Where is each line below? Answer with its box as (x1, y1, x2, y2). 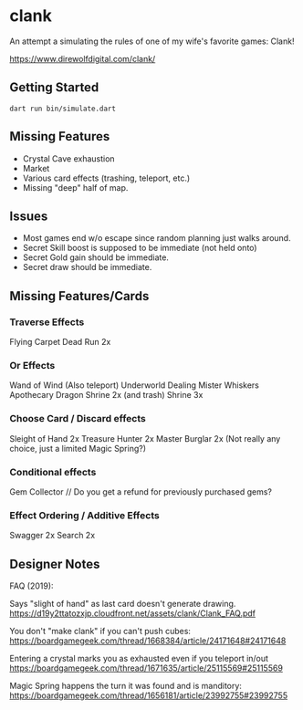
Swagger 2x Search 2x (9, 530, 96, 541)
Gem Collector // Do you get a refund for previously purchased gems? (9, 486, 272, 497)
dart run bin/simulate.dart (9, 104, 117, 113)
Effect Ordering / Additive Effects (9, 508, 160, 521)
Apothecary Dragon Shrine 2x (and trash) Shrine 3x (9, 390, 204, 401)
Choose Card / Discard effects (9, 412, 146, 425)
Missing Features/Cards (9, 288, 150, 304)
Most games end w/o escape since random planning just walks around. (22, 233, 291, 244)
